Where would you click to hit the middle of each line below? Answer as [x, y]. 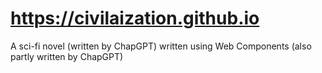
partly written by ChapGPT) [67, 56]
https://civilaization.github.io [135, 18]
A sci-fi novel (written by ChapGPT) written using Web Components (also [161, 46]
